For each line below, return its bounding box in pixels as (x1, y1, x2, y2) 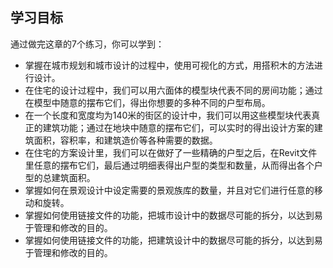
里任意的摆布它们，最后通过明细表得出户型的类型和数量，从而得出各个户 (24, 159, 323, 171)
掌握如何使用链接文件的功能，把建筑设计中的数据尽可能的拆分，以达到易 (24, 234, 323, 246)
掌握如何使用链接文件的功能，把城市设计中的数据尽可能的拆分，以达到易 (24, 209, 323, 221)
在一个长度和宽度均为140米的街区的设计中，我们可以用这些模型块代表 (24, 109, 312, 121)
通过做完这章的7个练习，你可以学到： (10, 38, 165, 50)
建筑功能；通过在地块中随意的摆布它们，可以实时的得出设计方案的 (42, 121, 315, 133)
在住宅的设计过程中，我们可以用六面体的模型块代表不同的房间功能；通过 (24, 84, 323, 96)
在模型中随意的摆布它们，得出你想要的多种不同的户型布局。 (24, 96, 271, 108)
